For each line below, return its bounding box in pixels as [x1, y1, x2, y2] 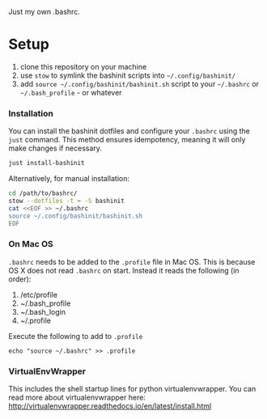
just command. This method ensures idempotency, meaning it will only [8, 135, 246, 145]
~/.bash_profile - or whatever [19, 87, 123, 97]
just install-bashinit [8, 159, 85, 167]
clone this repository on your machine [19, 61, 147, 71]
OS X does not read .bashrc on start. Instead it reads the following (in [8, 265, 240, 275]
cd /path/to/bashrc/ [8, 189, 78, 197]
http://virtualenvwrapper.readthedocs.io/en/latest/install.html [8, 401, 212, 411]
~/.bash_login [19, 307, 66, 316]
